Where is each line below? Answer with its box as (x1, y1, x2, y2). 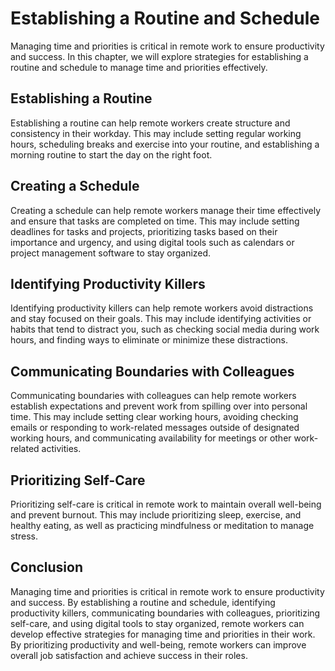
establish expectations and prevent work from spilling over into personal (10, 400, 308, 412)
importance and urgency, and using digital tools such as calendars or (10, 236, 295, 248)
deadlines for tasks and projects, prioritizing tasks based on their (10, 225, 278, 237)
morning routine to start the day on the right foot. (10, 148, 213, 161)
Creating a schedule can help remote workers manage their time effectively (10, 204, 322, 216)
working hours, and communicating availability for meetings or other (10, 432, 292, 444)
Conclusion (10, 559, 84, 576)
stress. (10, 530, 38, 542)
